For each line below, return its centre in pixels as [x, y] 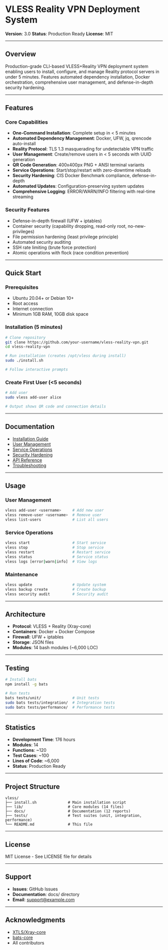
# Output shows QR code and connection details [56, 406]
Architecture [25, 614]
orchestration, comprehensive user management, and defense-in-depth [79, 82]
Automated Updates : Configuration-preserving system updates [78, 186]
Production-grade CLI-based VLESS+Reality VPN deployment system [77, 66]
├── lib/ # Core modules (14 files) [64, 807]
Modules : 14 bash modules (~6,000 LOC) [55, 648]
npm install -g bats [27, 684]
